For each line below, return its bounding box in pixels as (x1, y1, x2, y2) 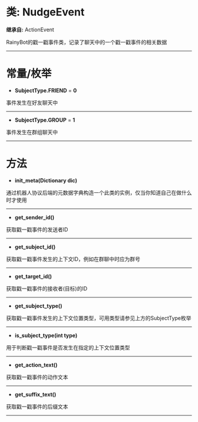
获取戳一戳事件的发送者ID (6, 225, 68, 233)
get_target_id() (14, 273, 52, 280)
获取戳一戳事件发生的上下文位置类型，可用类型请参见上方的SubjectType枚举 (6, 314, 192, 322)
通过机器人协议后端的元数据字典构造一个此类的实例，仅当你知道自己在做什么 (6, 189, 192, 196)
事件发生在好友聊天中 (6, 99, 58, 106)
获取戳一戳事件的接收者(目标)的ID (6, 284, 88, 292)
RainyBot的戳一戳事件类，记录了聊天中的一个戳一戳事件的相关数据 (6, 38, 167, 45)
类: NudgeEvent (6, 5, 85, 19)
